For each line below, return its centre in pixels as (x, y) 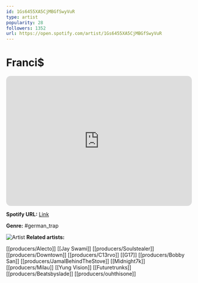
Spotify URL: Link (28, 214)
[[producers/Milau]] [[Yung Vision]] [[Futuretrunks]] (69, 268)
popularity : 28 (25, 22)
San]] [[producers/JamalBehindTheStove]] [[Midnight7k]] (76, 261)
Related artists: (45, 238)
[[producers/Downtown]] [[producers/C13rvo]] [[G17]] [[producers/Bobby (95, 255)
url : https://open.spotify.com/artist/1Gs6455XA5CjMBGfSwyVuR (84, 34)
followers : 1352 (26, 28)
